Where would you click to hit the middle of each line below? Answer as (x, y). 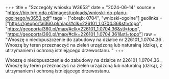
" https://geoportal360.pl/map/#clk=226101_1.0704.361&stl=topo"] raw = (81, 34)
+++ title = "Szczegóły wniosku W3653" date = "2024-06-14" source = (80, 7)
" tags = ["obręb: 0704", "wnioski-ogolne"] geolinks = (106, 18)
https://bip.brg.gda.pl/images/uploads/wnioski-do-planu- (68, 13)
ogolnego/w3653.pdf (28, 18)
